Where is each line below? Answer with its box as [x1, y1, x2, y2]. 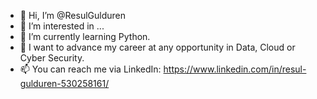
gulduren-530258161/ [19, 78, 110, 89]
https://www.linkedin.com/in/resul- [163, 63, 307, 75]
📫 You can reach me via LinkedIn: [19, 63, 162, 75]
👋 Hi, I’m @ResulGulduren [19, 10, 126, 21]
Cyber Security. [19, 52, 85, 64]
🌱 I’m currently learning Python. [19, 31, 151, 42]
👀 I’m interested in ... [19, 20, 105, 32]
